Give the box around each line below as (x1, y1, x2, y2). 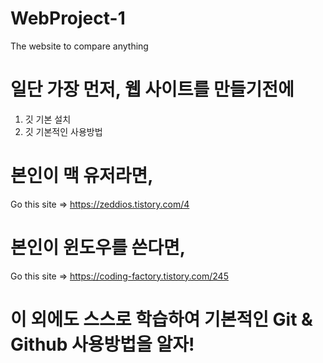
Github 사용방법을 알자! (10, 333, 195, 356)
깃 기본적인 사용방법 (24, 125, 103, 137)
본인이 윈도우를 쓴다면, (10, 237, 187, 259)
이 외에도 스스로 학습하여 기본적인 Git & (10, 308, 313, 331)
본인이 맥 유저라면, (10, 165, 154, 187)
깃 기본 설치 (24, 113, 72, 125)
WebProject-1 (10, 7, 126, 30)
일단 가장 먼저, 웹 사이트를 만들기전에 (10, 78, 295, 101)
